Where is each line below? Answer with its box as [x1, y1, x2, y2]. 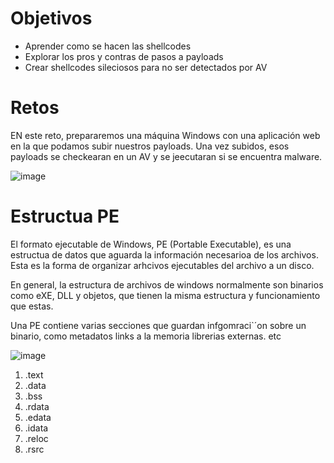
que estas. [10, 300, 54, 312]
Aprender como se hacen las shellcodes [24, 40, 192, 52]
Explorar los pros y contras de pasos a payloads [24, 50, 224, 62]
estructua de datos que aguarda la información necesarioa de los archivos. [10, 248, 319, 261]
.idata [24, 422, 49, 434]
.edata [24, 411, 52, 423]
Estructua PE [10, 205, 120, 228]
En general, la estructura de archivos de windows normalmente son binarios [10, 278, 324, 291]
